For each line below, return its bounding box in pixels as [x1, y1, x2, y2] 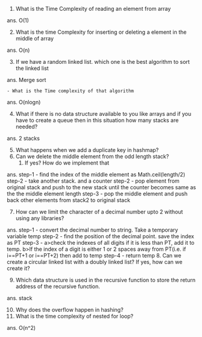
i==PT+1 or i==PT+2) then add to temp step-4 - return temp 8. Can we [7, 252, 181, 259]
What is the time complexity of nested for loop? [15, 313, 134, 320]
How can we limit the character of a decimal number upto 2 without [15, 208, 183, 215]
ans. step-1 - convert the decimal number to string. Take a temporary [7, 226, 178, 233]
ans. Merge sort [7, 77, 46, 83]
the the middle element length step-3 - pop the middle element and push [7, 190, 188, 197]
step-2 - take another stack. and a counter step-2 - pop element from [7, 177, 180, 184]
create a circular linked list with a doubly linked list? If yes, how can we [7, 259, 183, 265]
